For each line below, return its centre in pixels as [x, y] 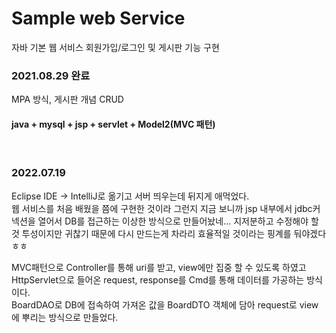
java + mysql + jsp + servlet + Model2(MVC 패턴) [113, 124]
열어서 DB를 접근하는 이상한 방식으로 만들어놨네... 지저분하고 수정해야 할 [178, 221]
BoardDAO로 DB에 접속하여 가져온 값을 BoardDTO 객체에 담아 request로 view [165, 304]
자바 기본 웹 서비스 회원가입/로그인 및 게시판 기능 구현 [115, 47]
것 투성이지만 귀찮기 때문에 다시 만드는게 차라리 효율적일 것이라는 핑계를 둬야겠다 [169, 233]
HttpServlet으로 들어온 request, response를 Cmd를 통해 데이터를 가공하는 [158, 279]
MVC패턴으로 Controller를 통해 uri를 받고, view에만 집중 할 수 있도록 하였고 [159, 267]
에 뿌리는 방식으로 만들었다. [65, 317]
